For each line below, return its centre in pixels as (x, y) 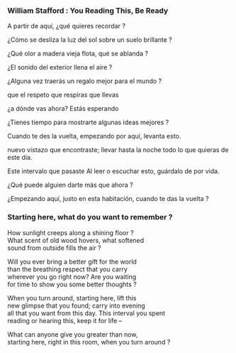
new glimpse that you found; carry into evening (76, 305)
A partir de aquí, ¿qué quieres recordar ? (67, 26)
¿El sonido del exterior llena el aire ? (60, 67)
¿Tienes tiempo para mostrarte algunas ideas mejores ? (88, 122)
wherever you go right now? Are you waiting (72, 276)
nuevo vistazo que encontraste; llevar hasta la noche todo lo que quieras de (118, 150)
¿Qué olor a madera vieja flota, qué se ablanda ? (78, 54)
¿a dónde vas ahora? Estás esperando (63, 109)
